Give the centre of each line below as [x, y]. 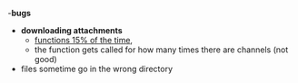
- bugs [20, 13]
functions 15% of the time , [83, 40]
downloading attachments [71, 30]
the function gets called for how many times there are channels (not [161, 50]
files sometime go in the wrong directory [97, 69]
